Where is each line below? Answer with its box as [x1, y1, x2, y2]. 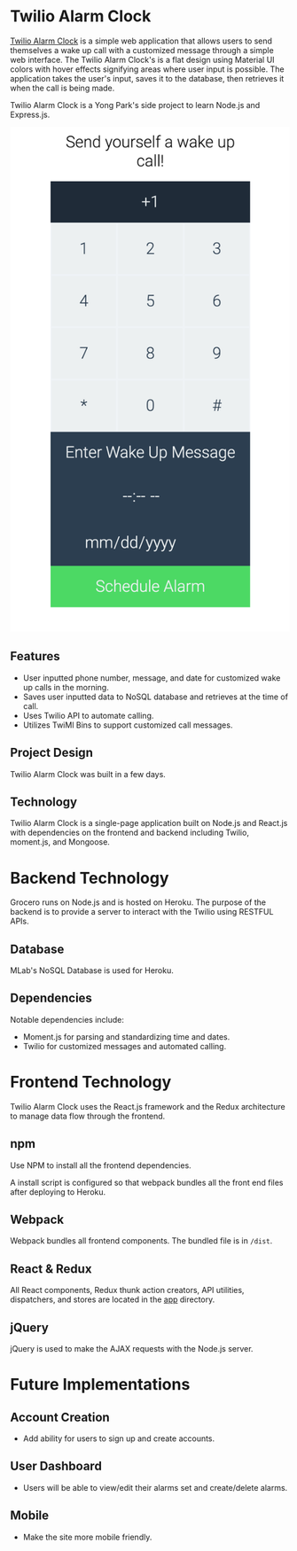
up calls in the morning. [22, 682, 109, 692]
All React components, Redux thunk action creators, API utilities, [10, 1285, 245, 1296]
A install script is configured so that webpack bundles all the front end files [10, 1177, 284, 1188]
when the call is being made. [10, 82, 115, 93]
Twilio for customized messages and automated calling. [22, 1040, 227, 1051]
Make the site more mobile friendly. [22, 1532, 152, 1542]
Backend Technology [10, 868, 169, 888]
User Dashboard [10, 1459, 103, 1474]
